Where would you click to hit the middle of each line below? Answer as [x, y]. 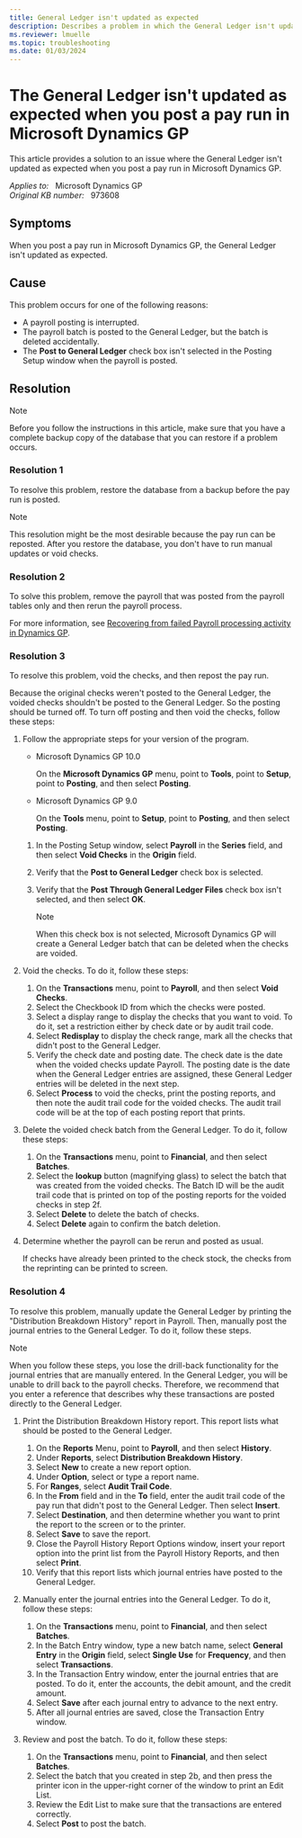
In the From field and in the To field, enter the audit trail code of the [160, 1495]
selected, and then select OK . [91, 900]
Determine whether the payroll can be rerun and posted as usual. [143, 1242]
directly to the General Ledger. [66, 1403]
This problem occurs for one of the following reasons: [109, 305]
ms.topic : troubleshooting [60, 43]
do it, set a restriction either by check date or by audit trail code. [155, 1027]
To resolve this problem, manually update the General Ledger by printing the [151, 1311]
